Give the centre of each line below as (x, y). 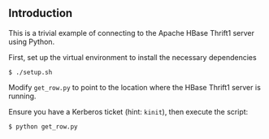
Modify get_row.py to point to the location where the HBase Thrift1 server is (135, 87)
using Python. (32, 41)
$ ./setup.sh (30, 72)
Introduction (41, 13)
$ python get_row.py (43, 126)
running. (22, 96)
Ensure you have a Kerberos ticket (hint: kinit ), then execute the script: (128, 111)
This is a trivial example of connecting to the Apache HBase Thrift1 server (131, 33)
